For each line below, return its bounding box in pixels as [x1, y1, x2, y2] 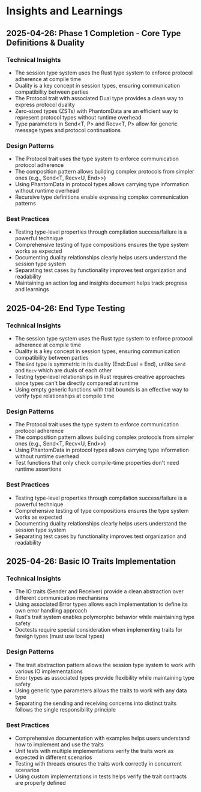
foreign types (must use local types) [14, 632, 105, 640]
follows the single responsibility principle [14, 706, 116, 713]
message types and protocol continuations [14, 126, 121, 133]
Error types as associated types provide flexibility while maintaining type [14, 674, 195, 681]
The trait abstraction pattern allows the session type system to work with [14, 661, 196, 668]
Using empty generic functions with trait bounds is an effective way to [14, 386, 189, 393]
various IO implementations [14, 668, 83, 675]
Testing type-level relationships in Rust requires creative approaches [14, 373, 185, 381]
